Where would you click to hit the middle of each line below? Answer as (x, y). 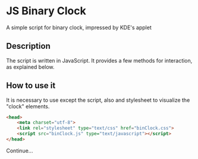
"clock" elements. (28, 106)
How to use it (31, 85)
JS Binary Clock (46, 11)
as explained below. (30, 67)
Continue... (20, 151)
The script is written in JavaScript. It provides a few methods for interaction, (99, 60)
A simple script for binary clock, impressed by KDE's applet (79, 27)
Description (28, 46)
